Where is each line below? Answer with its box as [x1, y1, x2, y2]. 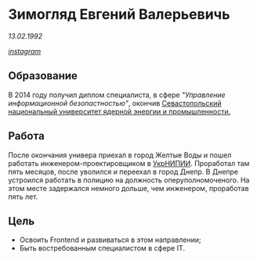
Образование [8, 69, 78, 83]
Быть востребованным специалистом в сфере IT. [19, 244, 186, 253]
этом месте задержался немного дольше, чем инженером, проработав [8, 183, 249, 193]
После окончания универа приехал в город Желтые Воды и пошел [8, 150, 232, 160]
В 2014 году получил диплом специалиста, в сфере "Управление [8, 90, 226, 99]
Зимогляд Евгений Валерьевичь [8, 5, 230, 23]
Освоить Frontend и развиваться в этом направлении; [19, 235, 201, 244]
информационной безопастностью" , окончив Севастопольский [8, 98, 222, 107]
